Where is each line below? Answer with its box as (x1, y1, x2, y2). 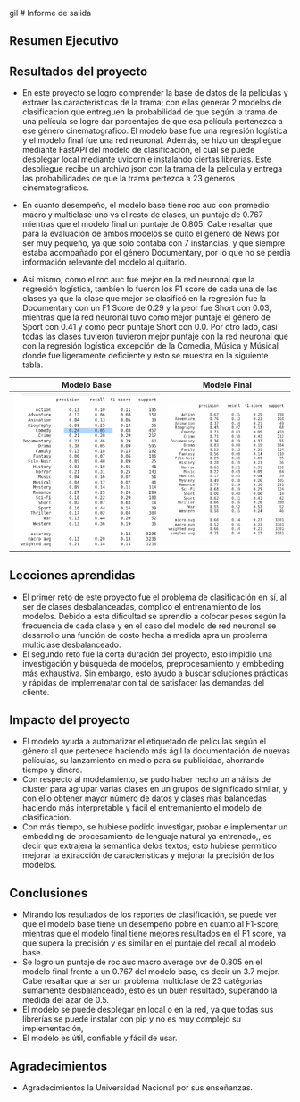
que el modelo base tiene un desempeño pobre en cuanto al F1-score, (21, 919, 281, 930)
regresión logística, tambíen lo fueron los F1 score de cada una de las (21, 283, 278, 294)
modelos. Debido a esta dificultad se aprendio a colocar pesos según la (21, 610, 287, 621)
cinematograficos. (21, 182, 89, 193)
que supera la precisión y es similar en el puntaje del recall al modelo (21, 938, 277, 948)
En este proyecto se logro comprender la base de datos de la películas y (21, 88, 288, 98)
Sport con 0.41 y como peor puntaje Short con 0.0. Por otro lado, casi (21, 322, 279, 332)
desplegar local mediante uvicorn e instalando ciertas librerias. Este (21, 154, 272, 164)
